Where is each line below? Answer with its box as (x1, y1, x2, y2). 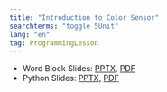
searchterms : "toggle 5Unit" (9, 22, 119, 31)
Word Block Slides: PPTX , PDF (22, 63, 136, 74)
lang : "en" (9, 30, 51, 39)
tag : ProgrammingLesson (9, 38, 99, 48)
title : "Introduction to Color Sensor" (9, 13, 160, 23)
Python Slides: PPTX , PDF (22, 73, 119, 84)
